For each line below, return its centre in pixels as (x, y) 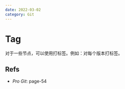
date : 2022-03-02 (23, 10)
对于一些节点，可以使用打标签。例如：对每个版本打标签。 (64, 53)
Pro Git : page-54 (30, 81)
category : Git (20, 14)
